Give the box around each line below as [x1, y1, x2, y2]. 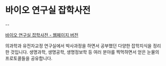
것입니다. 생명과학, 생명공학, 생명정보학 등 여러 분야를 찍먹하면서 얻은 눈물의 [10, 49, 159, 55]
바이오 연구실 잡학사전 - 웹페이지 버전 [5, 32, 79, 38]
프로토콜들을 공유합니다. [5, 55, 53, 61]
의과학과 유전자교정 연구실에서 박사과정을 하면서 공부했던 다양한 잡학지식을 [5, 42, 152, 48]
